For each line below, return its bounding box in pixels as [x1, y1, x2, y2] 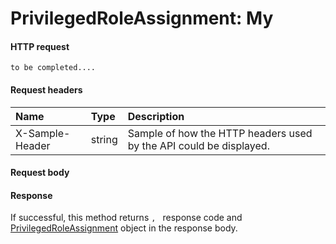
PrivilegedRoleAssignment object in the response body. [10, 222, 238, 234]
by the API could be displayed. [127, 138, 270, 152]
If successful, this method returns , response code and [10, 212, 243, 224]
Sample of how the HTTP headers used [127, 126, 313, 140]
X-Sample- [15, 126, 71, 140]
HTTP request [10, 40, 70, 52]
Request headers [10, 83, 83, 96]
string [90, 132, 118, 146]
